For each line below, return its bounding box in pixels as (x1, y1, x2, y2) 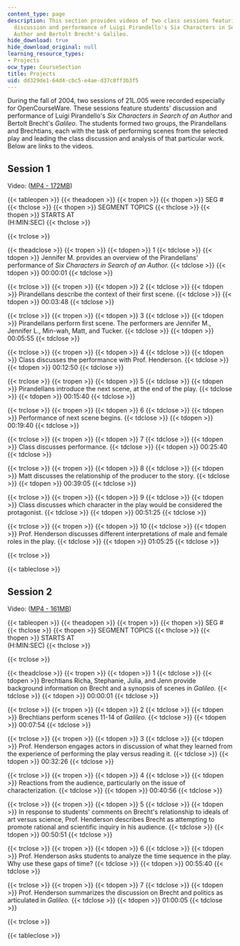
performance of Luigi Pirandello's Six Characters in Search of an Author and (7, 111, 233, 120)
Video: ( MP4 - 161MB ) (7, 605, 72, 613)
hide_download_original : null (7, 44, 98, 51)
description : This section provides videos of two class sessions (7, 17, 209, 24)
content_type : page (7, 10, 66, 18)
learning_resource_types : (7, 51, 84, 58)
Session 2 (7, 585, 52, 598)
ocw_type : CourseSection (7, 64, 81, 71)
